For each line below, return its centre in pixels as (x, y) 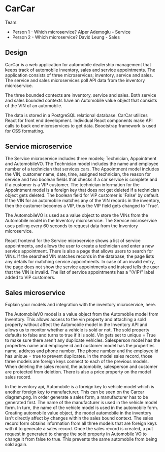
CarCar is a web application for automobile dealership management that (78, 64)
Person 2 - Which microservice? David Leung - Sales (66, 37)
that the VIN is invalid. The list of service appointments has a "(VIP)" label (80, 272)
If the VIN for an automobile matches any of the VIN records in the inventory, (83, 200)
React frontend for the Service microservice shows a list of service (73, 241)
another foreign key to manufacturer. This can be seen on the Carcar (75, 392)
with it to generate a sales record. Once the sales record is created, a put (79, 429)
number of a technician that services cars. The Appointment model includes (82, 169)
